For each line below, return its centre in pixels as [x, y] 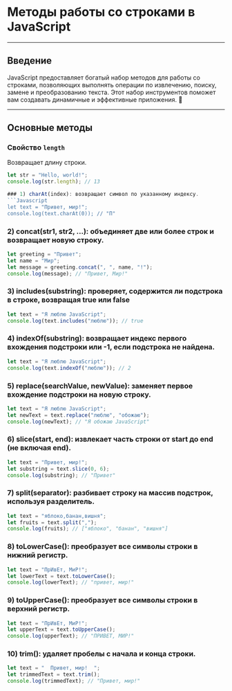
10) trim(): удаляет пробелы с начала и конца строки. [101, 654]
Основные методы [50, 128]
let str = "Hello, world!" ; [48, 175]
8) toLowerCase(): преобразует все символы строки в [103, 546]
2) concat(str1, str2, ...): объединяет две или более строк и [110, 231]
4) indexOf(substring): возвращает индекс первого [97, 339]
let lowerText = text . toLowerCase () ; [61, 576]
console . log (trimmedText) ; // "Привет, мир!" [74, 681]
